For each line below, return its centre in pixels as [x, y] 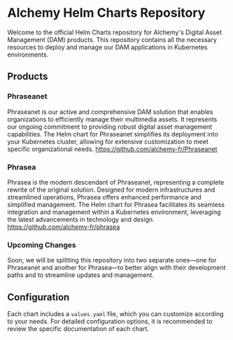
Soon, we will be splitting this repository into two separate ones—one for [112, 260]
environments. [28, 55]
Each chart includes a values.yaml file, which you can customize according [115, 314]
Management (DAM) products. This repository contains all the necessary [112, 39]
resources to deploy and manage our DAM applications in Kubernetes [107, 47]
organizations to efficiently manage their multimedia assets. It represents [112, 119]
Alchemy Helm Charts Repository [106, 13]
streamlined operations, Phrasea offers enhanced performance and [104, 197]
